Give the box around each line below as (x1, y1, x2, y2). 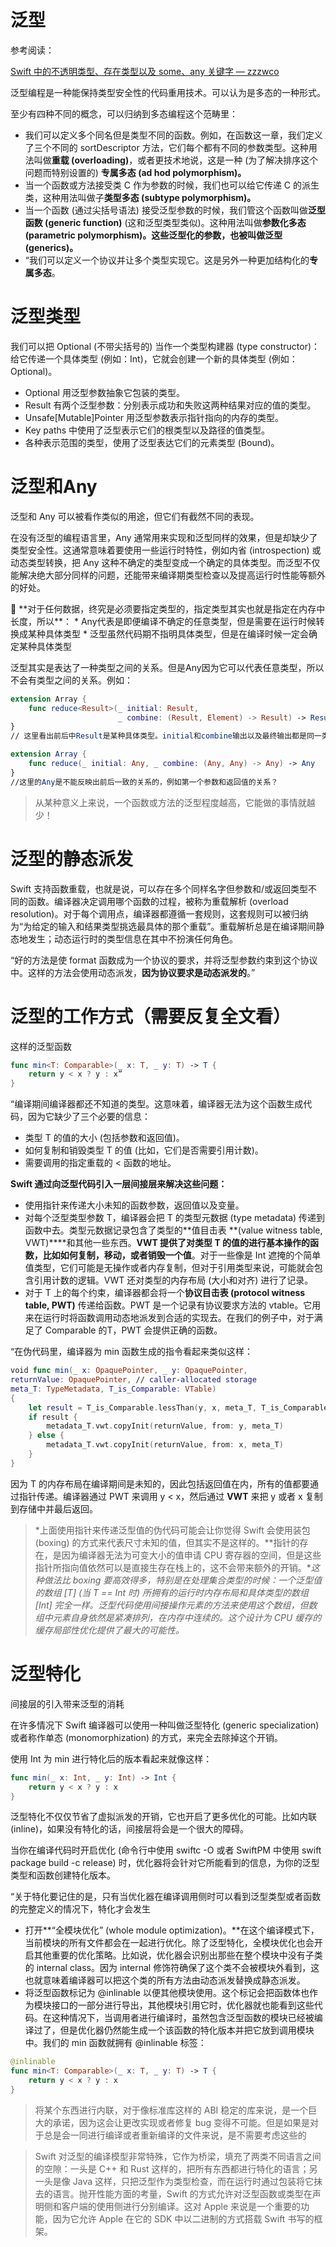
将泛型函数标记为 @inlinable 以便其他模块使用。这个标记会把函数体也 (24, 1987, 310, 1999)
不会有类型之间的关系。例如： (10, 674, 133, 686)
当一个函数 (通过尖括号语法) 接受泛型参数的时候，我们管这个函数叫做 (24, 204, 308, 216)
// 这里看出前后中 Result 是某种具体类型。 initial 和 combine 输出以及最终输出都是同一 (10, 731, 322, 741)
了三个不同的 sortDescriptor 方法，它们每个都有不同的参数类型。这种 (24, 141, 309, 153)
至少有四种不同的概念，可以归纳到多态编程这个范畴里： (10, 107, 238, 120)
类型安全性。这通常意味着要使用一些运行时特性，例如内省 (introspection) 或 (10, 544, 322, 556)
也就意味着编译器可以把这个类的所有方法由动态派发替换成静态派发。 (24, 1974, 306, 1986)
